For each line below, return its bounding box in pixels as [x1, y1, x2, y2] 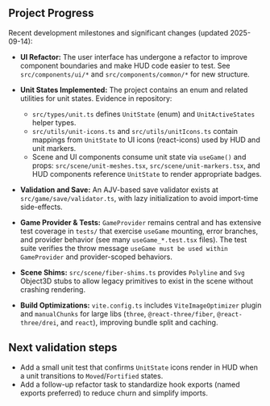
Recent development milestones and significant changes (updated [8, 27, 228, 37]
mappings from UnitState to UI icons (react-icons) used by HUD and [31, 135, 260, 144]
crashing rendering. [19, 284, 86, 294]
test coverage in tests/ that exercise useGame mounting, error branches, [19, 226, 259, 236]
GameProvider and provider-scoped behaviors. [19, 252, 173, 262]
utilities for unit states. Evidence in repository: [19, 93, 172, 103]
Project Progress [8, 6, 94, 20]
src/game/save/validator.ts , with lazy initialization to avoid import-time [19, 193, 259, 203]
